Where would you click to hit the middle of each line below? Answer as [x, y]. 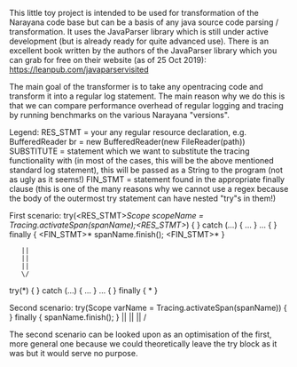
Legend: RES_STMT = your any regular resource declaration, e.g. [128, 132]
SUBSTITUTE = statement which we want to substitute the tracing [129, 151]
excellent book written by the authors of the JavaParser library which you [143, 51]
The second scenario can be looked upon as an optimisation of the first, [141, 334]
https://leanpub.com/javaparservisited [79, 69]
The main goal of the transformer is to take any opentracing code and [136, 87]
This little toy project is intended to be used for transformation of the [134, 13]
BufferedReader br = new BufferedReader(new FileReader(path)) [127, 142]
